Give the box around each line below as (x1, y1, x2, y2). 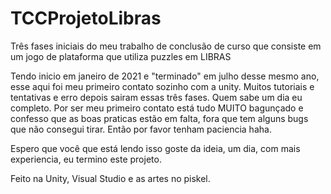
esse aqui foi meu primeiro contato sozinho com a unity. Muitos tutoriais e (10, 80, 315, 92)
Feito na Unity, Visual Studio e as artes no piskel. (10, 172, 211, 184)
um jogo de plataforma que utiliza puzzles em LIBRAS (10, 50, 232, 62)
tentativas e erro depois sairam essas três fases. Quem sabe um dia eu (10, 91, 303, 103)
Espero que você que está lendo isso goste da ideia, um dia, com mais (10, 142, 301, 154)
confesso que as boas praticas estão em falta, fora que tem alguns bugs (10, 112, 309, 124)
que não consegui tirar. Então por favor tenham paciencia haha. (10, 123, 272, 135)
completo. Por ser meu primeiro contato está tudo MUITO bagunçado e (10, 102, 304, 114)
